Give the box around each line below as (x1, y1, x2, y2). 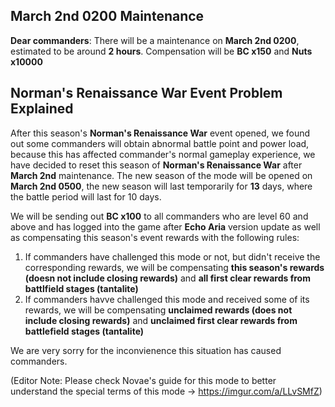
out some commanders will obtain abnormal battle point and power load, (10, 137, 310, 149)
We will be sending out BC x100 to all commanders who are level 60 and (10, 210, 309, 222)
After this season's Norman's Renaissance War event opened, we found (10, 127, 311, 139)
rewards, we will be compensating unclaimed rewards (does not (24, 304, 293, 316)
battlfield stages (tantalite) (24, 282, 139, 294)
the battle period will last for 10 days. (10, 190, 162, 203)
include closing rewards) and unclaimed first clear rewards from (24, 314, 298, 326)
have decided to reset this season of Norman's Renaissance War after (10, 159, 303, 171)
